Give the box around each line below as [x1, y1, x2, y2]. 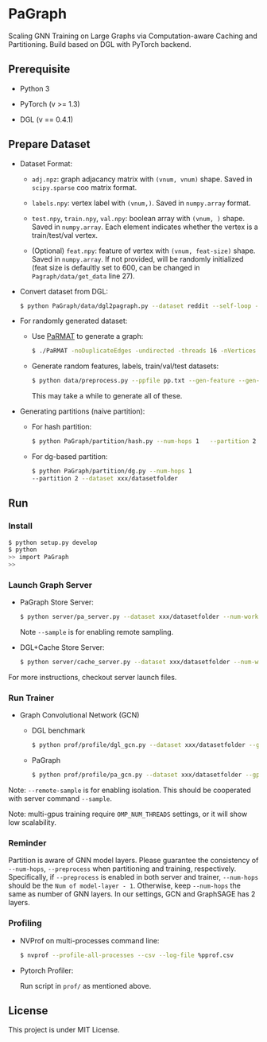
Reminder [8, 838, 47, 849]
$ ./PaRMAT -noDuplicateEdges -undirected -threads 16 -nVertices [31, 347, 257, 355]
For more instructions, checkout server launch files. [8, 673, 177, 682]
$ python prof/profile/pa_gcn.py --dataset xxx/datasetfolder [31, 771, 242, 780]
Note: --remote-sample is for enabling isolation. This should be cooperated [8, 785, 252, 795]
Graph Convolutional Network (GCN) [19, 710, 140, 720]
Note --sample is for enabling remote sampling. [19, 628, 174, 637]
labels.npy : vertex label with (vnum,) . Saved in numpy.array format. [31, 198, 251, 208]
